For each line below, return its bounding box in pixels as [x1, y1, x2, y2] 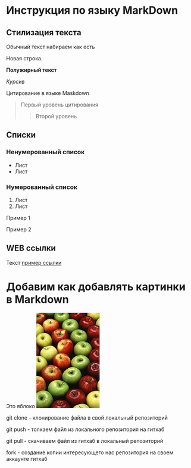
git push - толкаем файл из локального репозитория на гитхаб [6, 426, 165, 433]
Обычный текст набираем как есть [6, 43, 95, 50]
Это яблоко [6, 402, 36, 409]
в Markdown [6, 292, 70, 306]
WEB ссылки [6, 243, 57, 253]
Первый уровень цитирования [20, 101, 98, 108]
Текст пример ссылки [6, 259, 62, 266]
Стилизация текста [6, 27, 82, 38]
